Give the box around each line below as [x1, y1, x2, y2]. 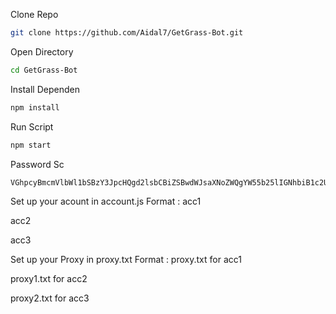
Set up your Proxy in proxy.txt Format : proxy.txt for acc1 [10, 254, 242, 266]
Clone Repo [10, 9, 59, 20]
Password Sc [10, 158, 65, 170]
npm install [10, 102, 60, 113]
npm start [10, 140, 52, 150]
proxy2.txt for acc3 [10, 292, 90, 304]
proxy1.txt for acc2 [10, 273, 88, 285]
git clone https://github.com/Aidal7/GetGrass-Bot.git [10, 28, 244, 38]
